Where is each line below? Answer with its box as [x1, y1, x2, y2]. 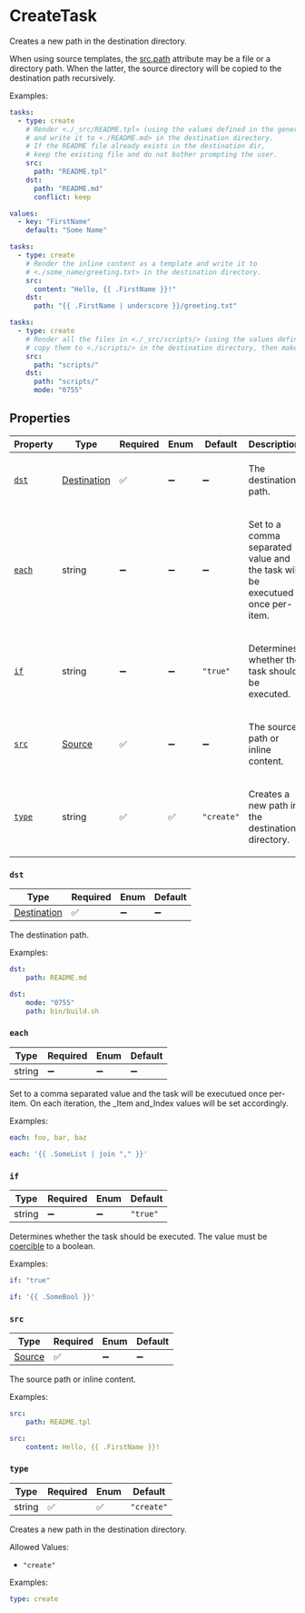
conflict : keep [33, 192, 92, 201]
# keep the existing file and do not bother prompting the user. [25, 150, 279, 159]
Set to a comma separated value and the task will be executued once [9, 1088, 268, 1099]
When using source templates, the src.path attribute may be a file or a [9, 53, 271, 64]
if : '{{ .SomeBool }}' [9, 1292, 95, 1302]
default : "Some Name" [25, 226, 107, 235]
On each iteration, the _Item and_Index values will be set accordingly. [30, 1098, 289, 1109]
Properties [9, 411, 71, 426]
